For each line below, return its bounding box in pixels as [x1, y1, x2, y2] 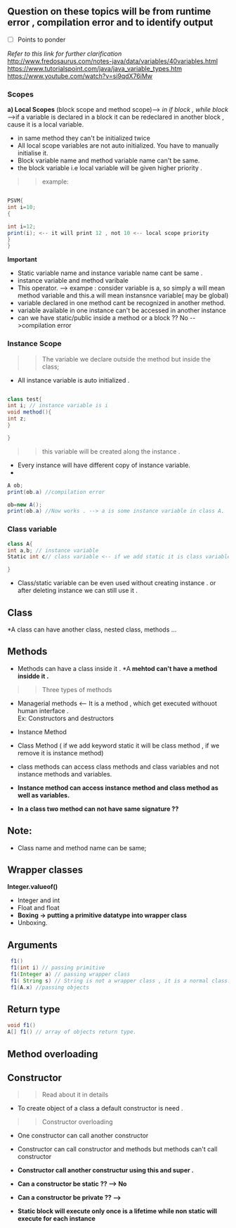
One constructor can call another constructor [17, 1132, 149, 1140]
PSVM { [7, 197, 23, 205]
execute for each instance [17, 1215, 96, 1223]
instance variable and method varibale [17, 276, 129, 285]
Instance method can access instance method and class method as [17, 784, 219, 792]
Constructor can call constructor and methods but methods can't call [17, 1145, 218, 1153]
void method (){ [7, 409, 52, 416]
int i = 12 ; [7, 223, 37, 230]
